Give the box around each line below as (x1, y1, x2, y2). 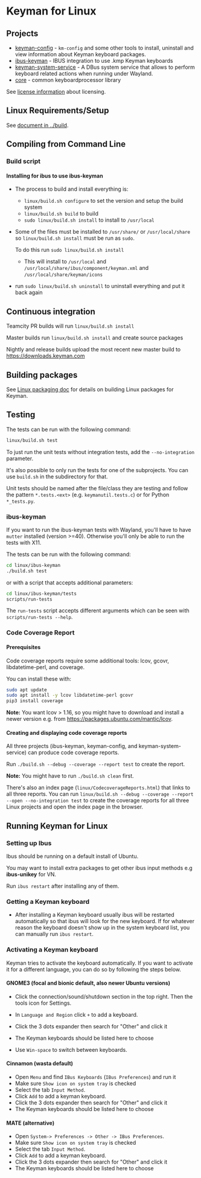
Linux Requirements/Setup (6, 106, 109, 116)
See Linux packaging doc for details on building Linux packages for (6, 385, 174, 393)
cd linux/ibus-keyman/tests (6, 591, 77, 597)
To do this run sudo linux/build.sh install (14, 246, 124, 254)
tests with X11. (6, 539, 42, 546)
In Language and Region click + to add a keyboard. (14, 1011, 138, 1018)
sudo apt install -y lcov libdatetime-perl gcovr (6, 693, 134, 699)
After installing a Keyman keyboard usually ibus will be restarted (14, 911, 174, 918)
